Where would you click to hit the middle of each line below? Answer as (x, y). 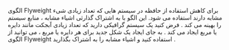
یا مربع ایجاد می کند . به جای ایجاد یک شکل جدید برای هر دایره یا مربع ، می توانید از (112, 32)
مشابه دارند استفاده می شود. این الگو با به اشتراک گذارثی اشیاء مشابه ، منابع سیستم (115, 18)
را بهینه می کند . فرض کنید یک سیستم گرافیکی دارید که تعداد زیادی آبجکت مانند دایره (114, 25)
